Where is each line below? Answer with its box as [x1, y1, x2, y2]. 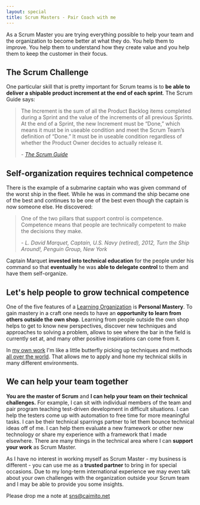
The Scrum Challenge [6, 67, 88, 77]
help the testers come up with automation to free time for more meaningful [6, 412, 190, 419]
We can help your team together [6, 377, 128, 387]
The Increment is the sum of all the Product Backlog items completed [20, 107, 191, 114]
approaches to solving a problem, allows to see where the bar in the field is [6, 328, 191, 335]
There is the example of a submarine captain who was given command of [6, 184, 187, 192]
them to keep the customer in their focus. [6, 50, 108, 57]
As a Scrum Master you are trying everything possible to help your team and [6, 31, 194, 38]
